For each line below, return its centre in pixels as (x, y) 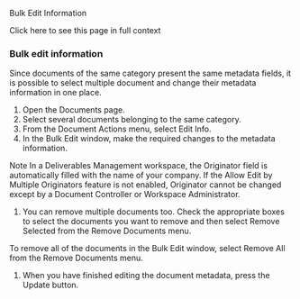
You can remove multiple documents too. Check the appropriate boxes (154, 212)
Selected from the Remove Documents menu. (107, 231)
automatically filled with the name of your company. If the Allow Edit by (141, 176)
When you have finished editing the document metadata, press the (146, 276)
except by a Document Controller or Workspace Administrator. (125, 195)
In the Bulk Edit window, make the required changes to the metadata (149, 139)
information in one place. (55, 93)
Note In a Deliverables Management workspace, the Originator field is (139, 166)
